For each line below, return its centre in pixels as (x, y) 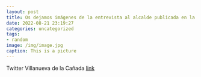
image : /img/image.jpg (35, 46)
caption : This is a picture (42, 51)
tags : (13, 34)
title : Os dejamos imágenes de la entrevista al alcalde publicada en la (101, 17)
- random (17, 40)
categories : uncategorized (40, 29)
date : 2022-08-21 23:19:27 (40, 23)
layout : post (23, 12)
